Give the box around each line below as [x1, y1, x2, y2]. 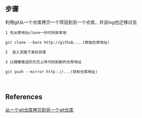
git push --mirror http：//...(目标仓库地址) [5, 69, 98, 74]
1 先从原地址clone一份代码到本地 [5, 30, 67, 35]
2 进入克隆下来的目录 [5, 49, 47, 54]
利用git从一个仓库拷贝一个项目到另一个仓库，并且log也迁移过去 [5, 19, 137, 25]
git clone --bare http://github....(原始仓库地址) [5, 40, 110, 45]
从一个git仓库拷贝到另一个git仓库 [5, 106, 74, 112]
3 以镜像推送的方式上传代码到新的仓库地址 [5, 60, 82, 65]
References [5, 93, 43, 101]
